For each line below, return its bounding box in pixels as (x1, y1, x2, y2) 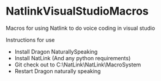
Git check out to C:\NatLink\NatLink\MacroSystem (14, 61, 141, 68)
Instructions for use (6, 36, 55, 43)
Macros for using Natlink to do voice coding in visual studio (6, 24, 155, 32)
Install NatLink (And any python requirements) (14, 54, 131, 62)
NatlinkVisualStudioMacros (6, 4, 149, 18)
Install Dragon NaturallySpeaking (14, 48, 98, 55)
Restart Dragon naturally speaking (14, 67, 101, 74)
